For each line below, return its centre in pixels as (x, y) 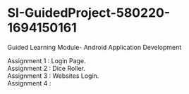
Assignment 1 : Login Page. (47, 60)
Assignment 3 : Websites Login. (53, 76)
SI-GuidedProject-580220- (89, 13)
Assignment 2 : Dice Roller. (47, 68)
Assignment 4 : (29, 83)
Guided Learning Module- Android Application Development (94, 47)
